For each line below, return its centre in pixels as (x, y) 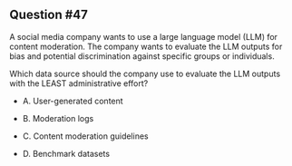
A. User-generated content (73, 101)
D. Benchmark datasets (66, 153)
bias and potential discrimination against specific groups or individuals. (142, 56)
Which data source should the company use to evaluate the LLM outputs (145, 73)
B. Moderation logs (58, 118)
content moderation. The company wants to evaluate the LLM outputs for (146, 46)
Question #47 (49, 15)
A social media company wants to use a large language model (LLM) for (144, 36)
